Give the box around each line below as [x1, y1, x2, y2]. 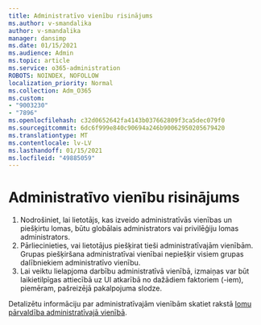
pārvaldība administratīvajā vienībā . [8, 307, 127, 318]
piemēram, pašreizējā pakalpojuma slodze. [19, 283, 163, 294]
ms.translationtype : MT [8, 131, 89, 139]
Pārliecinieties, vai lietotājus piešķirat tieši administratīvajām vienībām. [19, 241, 254, 250]
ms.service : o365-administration [8, 64, 121, 72]
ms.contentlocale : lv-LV [8, 138, 92, 147]
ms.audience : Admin [8, 49, 74, 57]
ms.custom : [8, 94, 45, 102]
